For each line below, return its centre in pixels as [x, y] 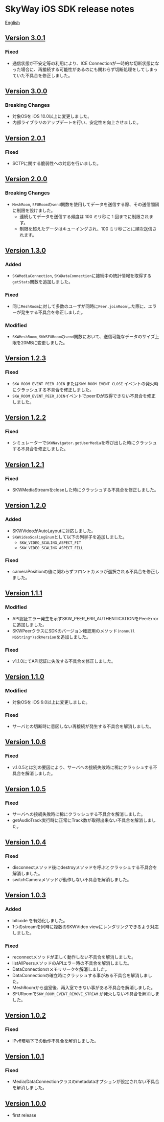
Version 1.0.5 [25, 789]
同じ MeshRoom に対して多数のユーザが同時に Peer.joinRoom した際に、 [80, 306]
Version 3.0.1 [25, 38]
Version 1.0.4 [26, 842]
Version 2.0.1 [25, 138]
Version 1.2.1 [25, 464]
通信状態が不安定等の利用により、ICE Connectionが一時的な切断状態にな [86, 63]
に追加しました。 [29, 625]
